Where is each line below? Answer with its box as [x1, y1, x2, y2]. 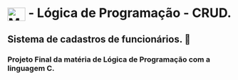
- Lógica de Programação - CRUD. [28, 5, 232, 21]
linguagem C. [7, 63, 55, 73]
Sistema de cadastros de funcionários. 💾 [7, 33, 191, 45]
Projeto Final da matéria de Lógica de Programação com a [7, 55, 210, 64]
